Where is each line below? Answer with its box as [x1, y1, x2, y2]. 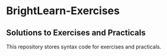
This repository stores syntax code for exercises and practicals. [6, 43, 162, 50]
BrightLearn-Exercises [6, 4, 120, 18]
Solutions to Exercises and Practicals [6, 28, 146, 38]
